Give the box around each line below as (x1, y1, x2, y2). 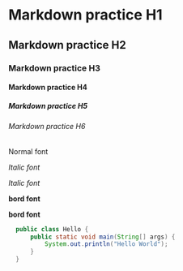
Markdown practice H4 (8, 83, 87, 92)
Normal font (8, 146, 49, 156)
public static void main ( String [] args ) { (29, 233, 176, 241)
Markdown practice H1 (8, 6, 164, 24)
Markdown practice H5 (8, 101, 87, 110)
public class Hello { (15, 225, 89, 233)
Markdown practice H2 (8, 38, 127, 52)
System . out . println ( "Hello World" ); (44, 240, 168, 248)
